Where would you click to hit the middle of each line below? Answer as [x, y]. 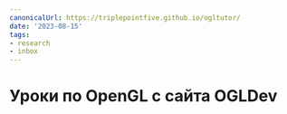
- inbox [24, 52]
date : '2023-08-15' [46, 26]
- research [30, 43]
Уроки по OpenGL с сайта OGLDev [143, 96]
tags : [19, 34]
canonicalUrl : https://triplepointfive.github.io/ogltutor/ [125, 18]
